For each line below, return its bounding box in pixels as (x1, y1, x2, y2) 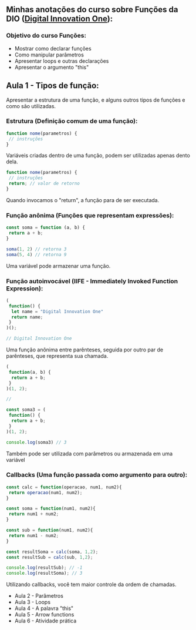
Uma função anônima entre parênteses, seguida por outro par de (6, 346, 163, 353)
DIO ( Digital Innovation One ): (6, 14, 113, 24)
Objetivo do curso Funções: (6, 32, 87, 40)
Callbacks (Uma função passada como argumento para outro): (6, 471, 188, 479)
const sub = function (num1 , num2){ (6, 527, 93, 534)
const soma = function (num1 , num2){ (6, 505, 96, 512)
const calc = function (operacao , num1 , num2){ (6, 484, 122, 490)
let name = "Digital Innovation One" (11, 309, 104, 314)
